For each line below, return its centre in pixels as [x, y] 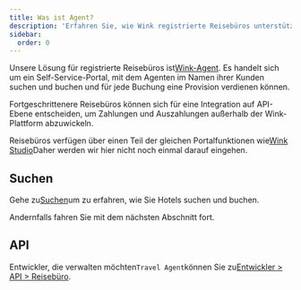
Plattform [26, 124]
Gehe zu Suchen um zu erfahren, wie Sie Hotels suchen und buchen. [134, 200]
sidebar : [26, 34]
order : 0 [34, 43]
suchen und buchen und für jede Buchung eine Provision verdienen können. [150, 87]
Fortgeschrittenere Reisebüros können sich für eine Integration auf [132, 105]
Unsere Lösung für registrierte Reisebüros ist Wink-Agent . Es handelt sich [144, 68]
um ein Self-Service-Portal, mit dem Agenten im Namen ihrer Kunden [137, 78]
